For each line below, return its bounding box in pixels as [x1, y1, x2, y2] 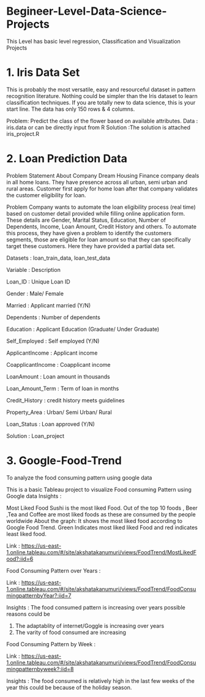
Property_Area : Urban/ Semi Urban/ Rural [6, 409, 112, 416]
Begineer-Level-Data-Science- [6, 4, 167, 18]
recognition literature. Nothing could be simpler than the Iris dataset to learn [6, 92, 198, 99]
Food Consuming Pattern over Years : [6, 567, 101, 574]
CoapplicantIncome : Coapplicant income [6, 361, 111, 368]
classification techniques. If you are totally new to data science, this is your [6, 99, 196, 106]
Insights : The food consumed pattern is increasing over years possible [6, 603, 185, 611]
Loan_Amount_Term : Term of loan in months [6, 385, 119, 392]
